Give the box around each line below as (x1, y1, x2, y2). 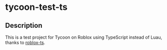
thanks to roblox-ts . (5, 40, 45, 46)
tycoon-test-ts (5, 1, 68, 13)
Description (5, 21, 42, 30)
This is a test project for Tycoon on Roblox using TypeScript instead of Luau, (5, 34, 163, 40)
